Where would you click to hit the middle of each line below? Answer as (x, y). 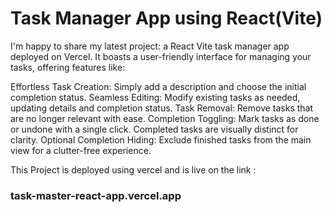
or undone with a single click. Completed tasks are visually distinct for (154, 129)
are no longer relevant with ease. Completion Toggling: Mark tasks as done (165, 118)
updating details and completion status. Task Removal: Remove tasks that (162, 108)
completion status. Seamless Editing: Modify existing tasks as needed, (155, 97)
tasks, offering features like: (68, 67)
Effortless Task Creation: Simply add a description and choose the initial (158, 86)
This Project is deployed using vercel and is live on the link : (133, 169)
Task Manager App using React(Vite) (166, 18)
